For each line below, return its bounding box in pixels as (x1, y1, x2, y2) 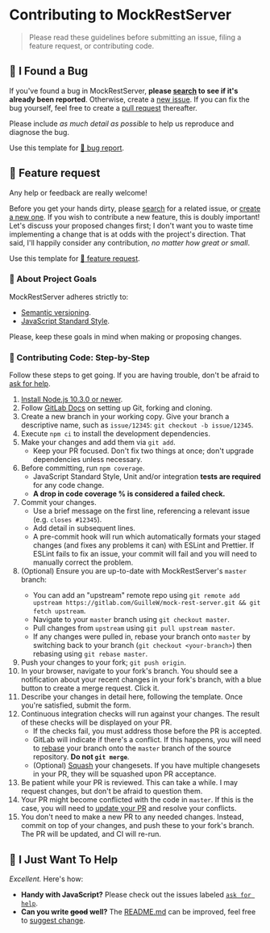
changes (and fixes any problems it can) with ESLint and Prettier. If (32, 540, 255, 550)
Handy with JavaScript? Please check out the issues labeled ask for (20, 889, 252, 899)
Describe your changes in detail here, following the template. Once (20, 692, 243, 702)
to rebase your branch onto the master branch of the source (32, 743, 232, 753)
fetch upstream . (32, 606, 86, 616)
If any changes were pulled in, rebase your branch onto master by (32, 632, 251, 641)
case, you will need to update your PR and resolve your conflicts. (20, 804, 237, 813)
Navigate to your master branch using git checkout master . (32, 615, 231, 624)
